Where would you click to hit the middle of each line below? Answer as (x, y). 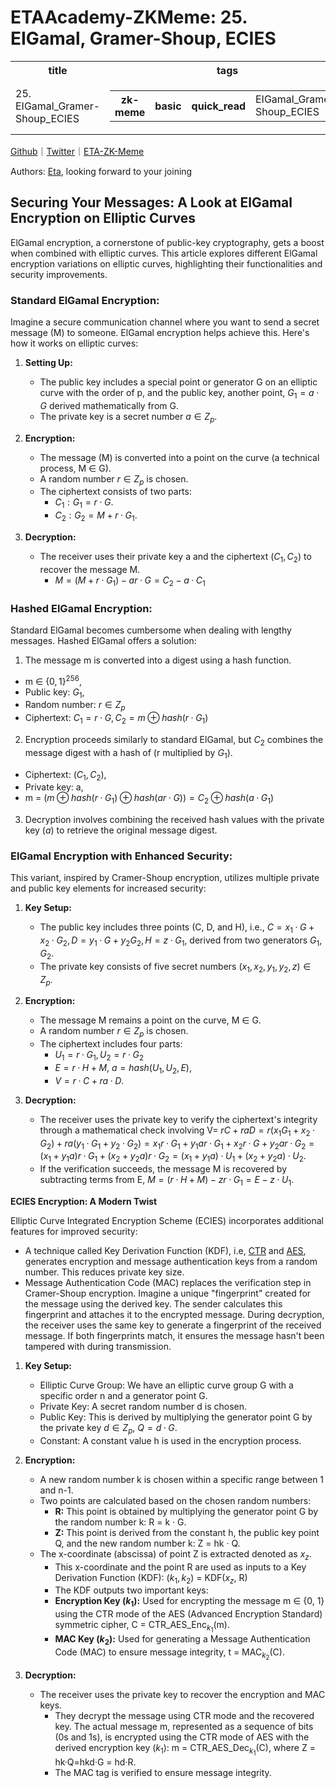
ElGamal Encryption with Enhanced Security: (121, 856)
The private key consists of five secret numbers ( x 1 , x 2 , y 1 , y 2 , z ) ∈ (175, 967)
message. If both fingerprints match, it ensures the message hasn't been (174, 1336)
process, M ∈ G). (75, 468)
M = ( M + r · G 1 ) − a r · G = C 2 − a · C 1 (130, 581)
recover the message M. (90, 569)
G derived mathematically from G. (109, 405)
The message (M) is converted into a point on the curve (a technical (179, 457)
